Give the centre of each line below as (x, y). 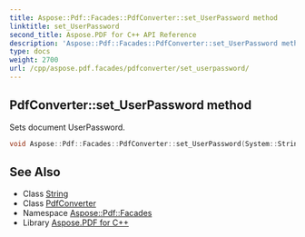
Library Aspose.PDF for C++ (76, 222)
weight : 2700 (34, 60)
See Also (35, 172)
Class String (45, 194)
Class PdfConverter (59, 203)
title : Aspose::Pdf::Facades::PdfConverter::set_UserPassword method (144, 18)
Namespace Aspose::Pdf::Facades (87, 213)
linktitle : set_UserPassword (64, 26)
